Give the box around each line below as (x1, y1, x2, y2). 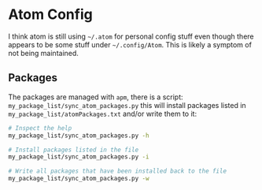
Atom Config (8, 6, 93, 24)
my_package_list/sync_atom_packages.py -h (8, 132, 149, 140)
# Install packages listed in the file (8, 146, 139, 154)
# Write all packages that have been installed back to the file (8, 167, 227, 175)
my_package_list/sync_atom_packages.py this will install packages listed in (8, 100, 246, 110)
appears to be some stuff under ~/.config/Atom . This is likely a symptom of (8, 39, 252, 49)
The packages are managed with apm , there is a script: (8, 92, 183, 102)
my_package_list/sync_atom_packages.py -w (8, 175, 149, 183)
